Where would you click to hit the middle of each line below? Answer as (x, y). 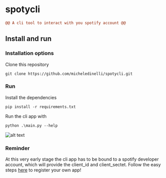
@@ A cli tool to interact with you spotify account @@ (65, 23)
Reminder (18, 148)
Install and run (28, 39)
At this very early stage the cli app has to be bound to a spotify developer (82, 159)
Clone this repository (27, 64)
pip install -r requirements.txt (41, 107)
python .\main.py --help (31, 126)
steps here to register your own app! (43, 170)
